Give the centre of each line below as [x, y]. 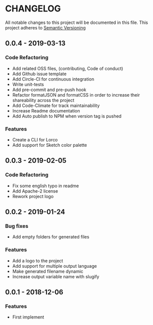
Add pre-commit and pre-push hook [49, 90]
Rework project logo [33, 196]
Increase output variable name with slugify [56, 276]
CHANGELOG [33, 9]
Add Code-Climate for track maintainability [56, 106]
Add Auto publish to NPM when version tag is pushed [67, 116]
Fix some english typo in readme [46, 186]
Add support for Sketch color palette [50, 145]
